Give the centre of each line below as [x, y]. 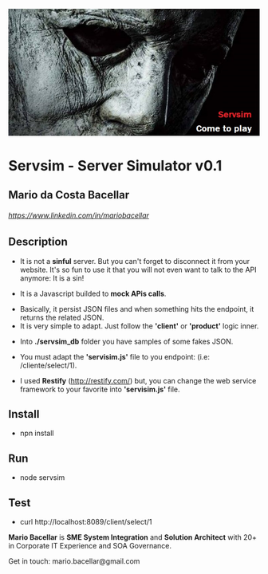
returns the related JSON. [62, 317]
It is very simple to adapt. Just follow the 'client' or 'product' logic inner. [139, 326]
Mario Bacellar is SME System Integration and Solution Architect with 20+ [133, 537]
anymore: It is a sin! [52, 278]
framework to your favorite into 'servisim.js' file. [100, 389]
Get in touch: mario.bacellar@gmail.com [74, 561]
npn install [37, 433]
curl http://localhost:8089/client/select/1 [86, 522]
